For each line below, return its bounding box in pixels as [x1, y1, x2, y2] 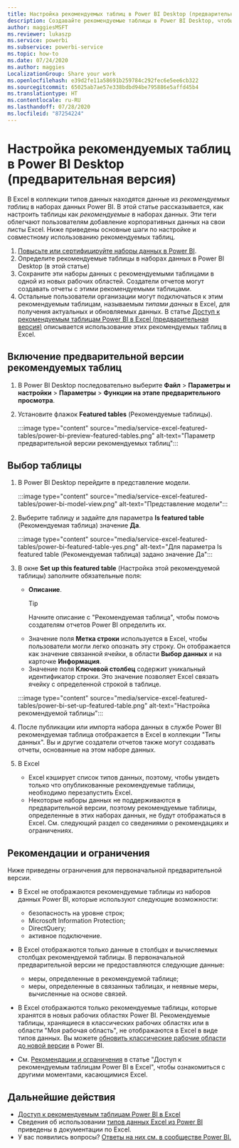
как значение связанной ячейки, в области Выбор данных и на [28, 650, 222, 658]
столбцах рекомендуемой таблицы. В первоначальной [17, 953, 185, 962]
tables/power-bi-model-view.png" [17, 500, 118, 508]
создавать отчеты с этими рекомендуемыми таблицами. [17, 284, 192, 293]
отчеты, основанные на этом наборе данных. [17, 745, 156, 754]
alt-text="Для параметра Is [139, 543, 223, 551]
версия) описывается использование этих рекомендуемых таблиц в [17, 322, 228, 331]
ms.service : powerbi [7, 37, 69, 44]
